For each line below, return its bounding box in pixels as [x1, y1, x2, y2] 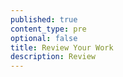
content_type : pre [10, 24, 87, 34]
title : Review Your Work [10, 42, 114, 53]
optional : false [10, 33, 78, 43]
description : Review [10, 52, 97, 62]
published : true [10, 14, 78, 25]
